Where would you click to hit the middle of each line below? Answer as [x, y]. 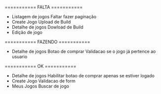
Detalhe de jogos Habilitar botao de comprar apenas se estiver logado [83, 76]
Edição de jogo [27, 32]
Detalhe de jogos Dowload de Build [47, 27]
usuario [20, 57]
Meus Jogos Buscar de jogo [40, 86]
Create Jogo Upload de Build [41, 22]
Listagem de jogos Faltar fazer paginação [54, 16]
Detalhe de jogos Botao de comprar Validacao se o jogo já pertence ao [84, 51]
